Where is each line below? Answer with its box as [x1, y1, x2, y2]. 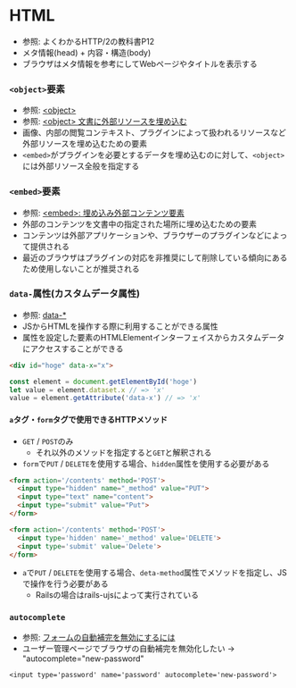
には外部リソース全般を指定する [21, 161, 140, 172]
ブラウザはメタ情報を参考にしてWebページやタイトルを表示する [21, 58, 258, 69]
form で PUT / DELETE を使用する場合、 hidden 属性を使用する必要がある [21, 457, 270, 469]
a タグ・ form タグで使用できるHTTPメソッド [9, 414, 168, 424]
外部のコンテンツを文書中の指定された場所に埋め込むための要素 [21, 218, 257, 229]
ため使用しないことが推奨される [21, 263, 140, 273]
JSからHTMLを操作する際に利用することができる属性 [21, 321, 218, 331]
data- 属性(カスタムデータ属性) [9, 288, 141, 300]
